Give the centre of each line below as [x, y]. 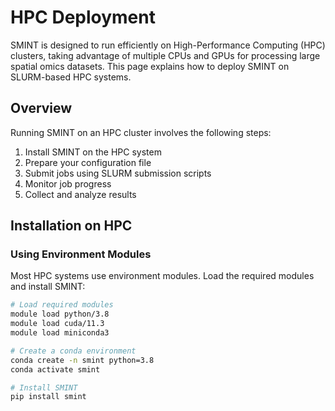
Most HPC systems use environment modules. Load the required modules [162, 276]
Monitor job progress [68, 183]
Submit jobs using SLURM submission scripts [118, 173]
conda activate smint [55, 369]
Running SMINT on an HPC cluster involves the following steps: [141, 132]
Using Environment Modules [81, 254]
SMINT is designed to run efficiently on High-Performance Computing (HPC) [168, 45]
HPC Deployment [83, 17]
